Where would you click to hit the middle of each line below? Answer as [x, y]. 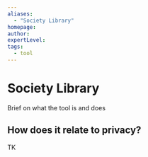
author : [19, 34]
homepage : [22, 27]
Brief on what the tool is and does [57, 107]
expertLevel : [27, 40]
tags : [15, 47]
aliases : [20, 14]
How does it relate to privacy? [74, 130]
